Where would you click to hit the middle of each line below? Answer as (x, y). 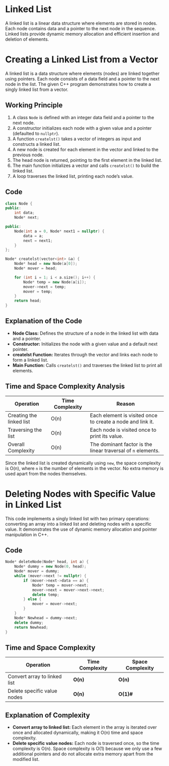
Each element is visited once (123, 415)
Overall (16, 444)
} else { (32, 599)
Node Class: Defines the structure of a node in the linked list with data (85, 333)
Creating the (22, 415)
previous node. (28, 155)
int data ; (25, 213)
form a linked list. (30, 360)
